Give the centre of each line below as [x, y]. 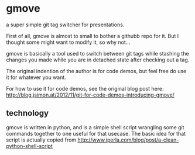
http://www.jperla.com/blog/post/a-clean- [128, 140]
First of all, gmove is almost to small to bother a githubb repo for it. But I [93, 36]
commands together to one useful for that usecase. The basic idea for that [96, 133]
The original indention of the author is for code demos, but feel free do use [96, 71]
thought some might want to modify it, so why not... [68, 42]
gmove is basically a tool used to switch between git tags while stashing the [97, 53]
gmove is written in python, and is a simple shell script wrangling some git [95, 127]
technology [27, 113]
